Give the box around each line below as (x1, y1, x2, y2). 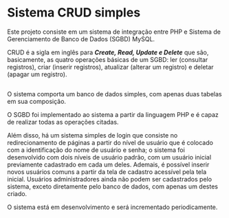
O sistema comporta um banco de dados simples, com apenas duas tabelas (7, 90, 222, 98)
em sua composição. (7, 98, 67, 106)
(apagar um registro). (7, 70, 67, 78)
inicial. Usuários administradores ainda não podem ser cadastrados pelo (7, 175, 212, 184)
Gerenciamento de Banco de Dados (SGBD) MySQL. (7, 34, 155, 43)
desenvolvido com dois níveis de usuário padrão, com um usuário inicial (7, 153, 212, 162)
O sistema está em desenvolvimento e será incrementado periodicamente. (7, 203, 218, 211)
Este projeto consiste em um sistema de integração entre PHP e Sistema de (7, 28, 221, 36)
